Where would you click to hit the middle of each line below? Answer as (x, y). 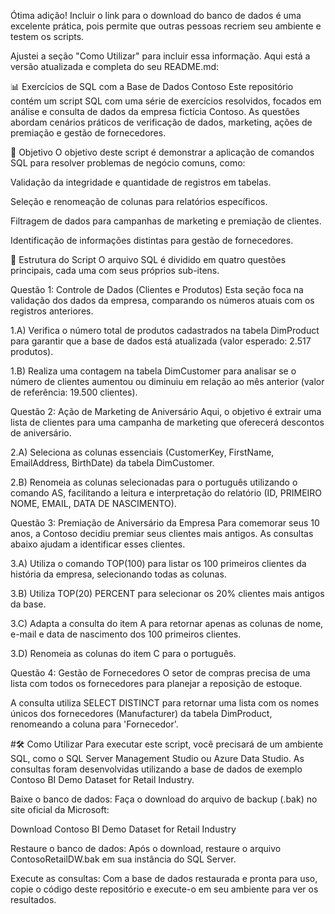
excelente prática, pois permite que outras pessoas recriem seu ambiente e (166, 26)
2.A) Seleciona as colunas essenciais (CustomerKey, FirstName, (142, 452)
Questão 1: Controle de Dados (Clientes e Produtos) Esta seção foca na (157, 289)
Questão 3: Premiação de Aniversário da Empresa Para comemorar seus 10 (165, 523)
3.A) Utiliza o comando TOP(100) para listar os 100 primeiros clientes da (158, 563)
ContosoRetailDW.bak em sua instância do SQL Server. (123, 859)
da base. (28, 604)
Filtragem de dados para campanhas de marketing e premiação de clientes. (166, 221)
